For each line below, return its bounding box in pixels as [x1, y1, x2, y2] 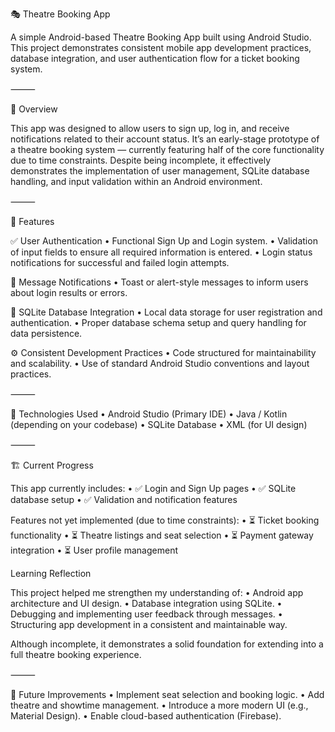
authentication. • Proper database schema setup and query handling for [10, 317, 307, 328]
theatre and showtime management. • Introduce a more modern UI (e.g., [10, 699, 309, 711]
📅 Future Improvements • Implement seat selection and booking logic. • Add [10, 689, 325, 700]
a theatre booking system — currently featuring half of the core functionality [10, 144, 325, 155]
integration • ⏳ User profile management [10, 544, 179, 556]
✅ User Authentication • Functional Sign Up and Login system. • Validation [10, 235, 318, 247]
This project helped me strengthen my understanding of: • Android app [10, 587, 304, 598]
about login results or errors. [10, 287, 128, 298]
